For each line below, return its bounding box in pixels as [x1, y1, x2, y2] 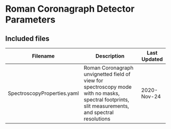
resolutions [83, 115, 110, 122]
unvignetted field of [83, 71, 131, 78]
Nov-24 [141, 93, 161, 100]
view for [83, 77, 103, 84]
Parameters [5, 14, 56, 25]
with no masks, [83, 90, 120, 97]
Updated [141, 56, 163, 63]
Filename [32, 53, 55, 59]
